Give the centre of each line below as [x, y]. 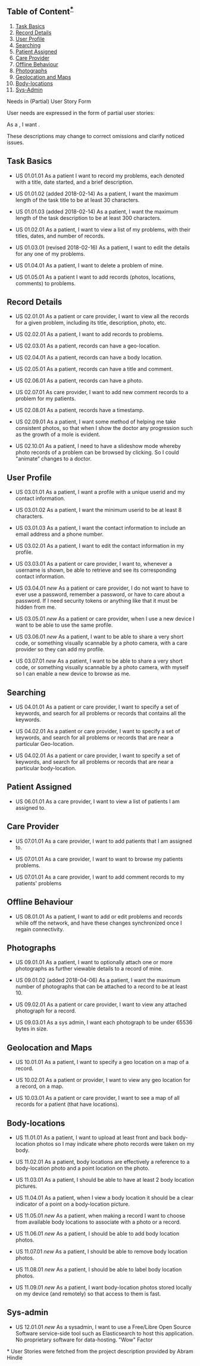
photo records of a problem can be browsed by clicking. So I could [97, 452]
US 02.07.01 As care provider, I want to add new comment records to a [102, 392]
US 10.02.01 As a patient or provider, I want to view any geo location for [103, 1080]
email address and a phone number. [59, 534]
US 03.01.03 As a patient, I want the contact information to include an [101, 528]
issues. [15, 142]
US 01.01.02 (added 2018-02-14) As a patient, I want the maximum [97, 193]
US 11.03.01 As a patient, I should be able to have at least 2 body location [104, 1179]
